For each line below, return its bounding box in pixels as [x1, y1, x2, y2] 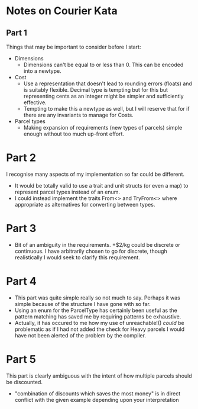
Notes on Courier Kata [6, 4, 118, 18]
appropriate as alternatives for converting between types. [14, 201, 155, 208]
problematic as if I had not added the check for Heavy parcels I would [14, 326, 185, 333]
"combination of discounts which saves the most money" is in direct [14, 389, 181, 397]
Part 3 [6, 222, 37, 235]
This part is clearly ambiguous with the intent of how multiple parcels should [6, 372, 192, 379]
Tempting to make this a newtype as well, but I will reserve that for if [23, 105, 190, 112]
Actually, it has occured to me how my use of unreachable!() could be [14, 319, 184, 326]
